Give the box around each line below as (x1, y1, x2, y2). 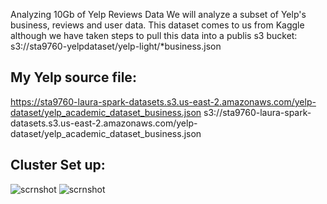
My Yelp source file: (10, 69, 137, 86)
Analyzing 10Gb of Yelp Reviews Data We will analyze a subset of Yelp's (10, 9, 307, 20)
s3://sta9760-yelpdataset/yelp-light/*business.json (10, 40, 222, 52)
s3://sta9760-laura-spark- (203, 106, 312, 118)
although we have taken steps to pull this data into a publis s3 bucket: (10, 30, 298, 41)
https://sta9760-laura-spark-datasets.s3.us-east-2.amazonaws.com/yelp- (10, 95, 317, 108)
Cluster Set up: (10, 157, 106, 174)
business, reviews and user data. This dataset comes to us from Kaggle (10, 19, 305, 31)
